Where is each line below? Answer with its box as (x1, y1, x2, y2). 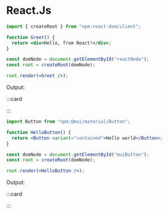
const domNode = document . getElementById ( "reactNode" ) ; (6, 57, 149, 63)
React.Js (6, 4, 52, 17)
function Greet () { (6, 34, 55, 40)
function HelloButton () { (6, 129, 71, 135)
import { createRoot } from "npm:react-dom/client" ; (6, 23, 142, 29)
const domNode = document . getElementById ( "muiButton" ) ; (6, 151, 149, 157)
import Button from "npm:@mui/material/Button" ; (6, 118, 131, 125)
